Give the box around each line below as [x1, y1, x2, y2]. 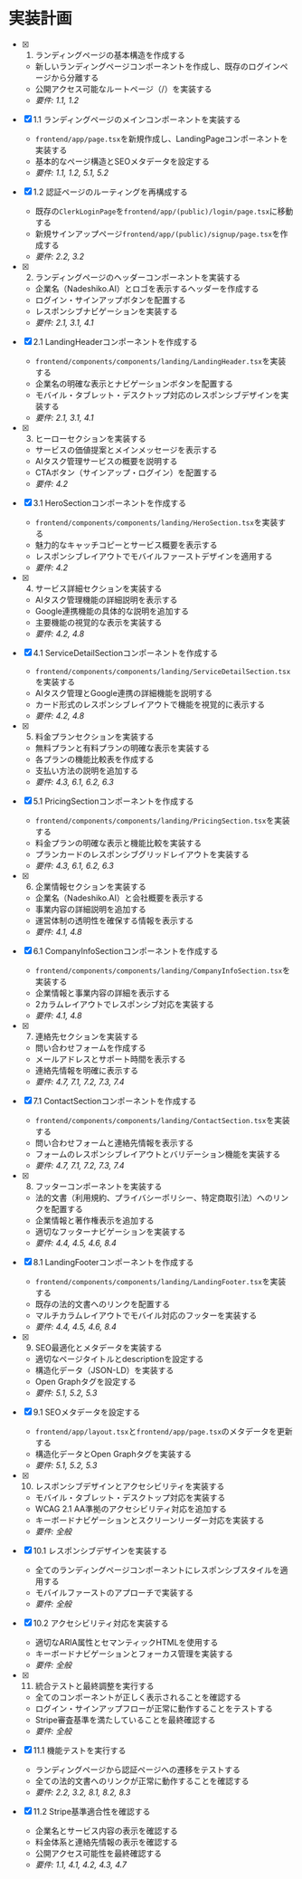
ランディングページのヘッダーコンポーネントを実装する [34, 272, 241, 282]
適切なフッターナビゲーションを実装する [34, 1226, 186, 1236]
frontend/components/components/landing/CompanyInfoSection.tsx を [34, 965, 291, 976]
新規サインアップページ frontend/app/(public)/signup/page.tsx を [34, 228, 281, 239]
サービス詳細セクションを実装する [34, 583, 163, 594]
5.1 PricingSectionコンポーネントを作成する [33, 796, 194, 806]
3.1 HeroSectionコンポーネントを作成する [33, 497, 187, 508]
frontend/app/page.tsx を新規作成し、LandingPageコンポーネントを [34, 133, 288, 144]
